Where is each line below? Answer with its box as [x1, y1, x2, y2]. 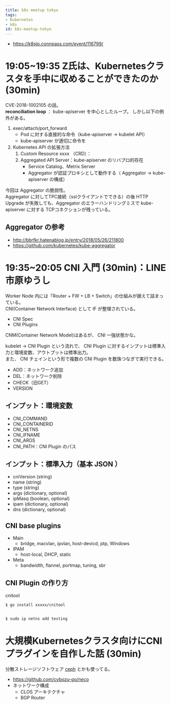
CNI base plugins [5, 521, 62, 530]
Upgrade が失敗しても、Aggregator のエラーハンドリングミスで [5, 200, 140, 206]
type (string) [12, 485, 40, 491]
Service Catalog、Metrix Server [28, 163, 96, 170]
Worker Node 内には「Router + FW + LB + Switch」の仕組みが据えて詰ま [5, 292, 159, 299]
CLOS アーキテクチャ [20, 689, 65, 695]
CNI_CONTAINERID [12, 421, 53, 427]
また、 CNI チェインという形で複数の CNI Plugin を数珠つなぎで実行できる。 [5, 356, 167, 362]
